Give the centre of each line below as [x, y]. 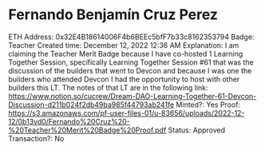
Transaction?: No [36, 138]
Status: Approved [197, 130]
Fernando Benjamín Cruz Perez [113, 15]
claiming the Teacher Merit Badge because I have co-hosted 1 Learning [126, 53]
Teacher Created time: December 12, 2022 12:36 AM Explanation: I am [124, 45]
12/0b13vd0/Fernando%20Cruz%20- [69, 121]
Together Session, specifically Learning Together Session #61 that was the [131, 62]
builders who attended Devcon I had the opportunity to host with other [124, 79]
